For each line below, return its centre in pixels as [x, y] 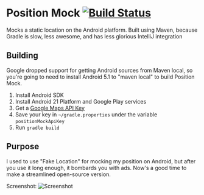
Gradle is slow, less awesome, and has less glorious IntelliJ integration [94, 36]
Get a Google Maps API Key [50, 108]
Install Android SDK [39, 95]
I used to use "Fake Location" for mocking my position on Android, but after [101, 161]
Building [22, 56]
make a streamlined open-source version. [59, 174]
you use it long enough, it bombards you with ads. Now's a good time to [97, 168]
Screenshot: [22, 186]
